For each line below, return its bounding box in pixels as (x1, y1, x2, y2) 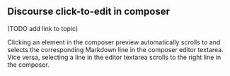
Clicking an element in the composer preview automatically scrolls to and (7, 38, 221, 46)
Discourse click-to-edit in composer (7, 6, 170, 18)
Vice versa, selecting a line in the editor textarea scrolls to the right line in (7, 53, 222, 61)
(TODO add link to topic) (7, 24, 79, 32)
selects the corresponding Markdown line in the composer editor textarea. (7, 45, 224, 53)
